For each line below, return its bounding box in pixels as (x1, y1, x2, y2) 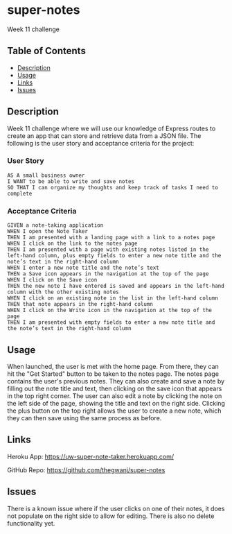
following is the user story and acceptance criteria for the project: (7, 139, 195, 147)
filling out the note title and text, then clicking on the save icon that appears (7, 384, 222, 393)
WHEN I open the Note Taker (7, 228, 89, 235)
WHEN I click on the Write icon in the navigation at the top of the (7, 307, 213, 314)
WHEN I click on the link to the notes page (7, 240, 138, 248)
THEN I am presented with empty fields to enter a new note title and (7, 319, 215, 326)
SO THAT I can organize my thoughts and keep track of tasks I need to (7, 184, 218, 191)
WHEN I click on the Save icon (7, 277, 98, 284)
